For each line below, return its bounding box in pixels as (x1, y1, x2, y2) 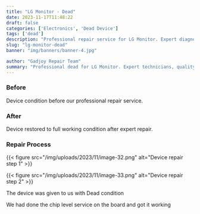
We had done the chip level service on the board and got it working (6, 201, 171, 209)
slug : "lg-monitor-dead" (6, 42, 68, 48)
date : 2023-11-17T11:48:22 (6, 14, 73, 20)
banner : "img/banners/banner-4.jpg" (6, 48, 97, 54)
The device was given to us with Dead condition (6, 190, 124, 197)
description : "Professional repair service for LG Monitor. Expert (6, 36, 177, 42)
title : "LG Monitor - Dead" (6, 8, 76, 15)
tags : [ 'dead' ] (6, 31, 44, 37)
